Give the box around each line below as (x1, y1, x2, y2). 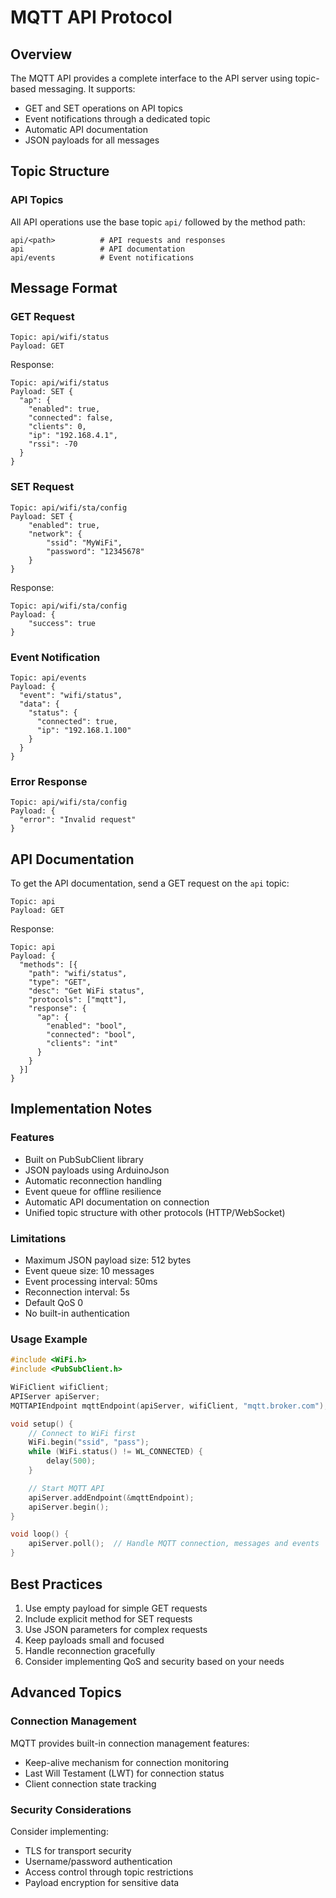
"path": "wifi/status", (28, 969, 128, 979)
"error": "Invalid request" (19, 815, 137, 825)
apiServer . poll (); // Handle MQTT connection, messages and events (28, 1539, 320, 1549)
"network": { (28, 529, 83, 539)
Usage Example (10, 1332, 88, 1346)
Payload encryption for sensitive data (24, 1876, 180, 1888)
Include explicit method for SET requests (24, 1612, 193, 1625)
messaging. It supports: (38, 83, 136, 95)
